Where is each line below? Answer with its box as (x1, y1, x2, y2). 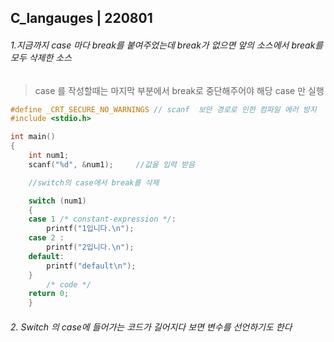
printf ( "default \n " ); (46, 261, 137, 271)
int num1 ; (28, 151, 70, 161)
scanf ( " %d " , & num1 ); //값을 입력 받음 (28, 159, 195, 170)
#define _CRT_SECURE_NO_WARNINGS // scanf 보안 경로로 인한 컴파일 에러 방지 (10, 104, 317, 115)
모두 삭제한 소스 (10, 51, 73, 63)
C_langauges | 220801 (10, 10, 153, 27)
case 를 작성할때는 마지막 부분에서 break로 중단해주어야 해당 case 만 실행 (34, 84, 325, 96)
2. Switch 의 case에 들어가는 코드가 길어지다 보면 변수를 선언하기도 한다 (10, 321, 293, 333)
